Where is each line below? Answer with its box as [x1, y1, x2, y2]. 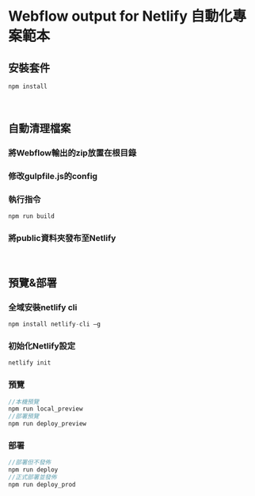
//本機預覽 [8, 398, 40, 406]
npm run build [8, 212, 55, 220]
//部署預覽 [8, 413, 40, 421]
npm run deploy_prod [8, 481, 77, 489]
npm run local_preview [8, 405, 83, 413]
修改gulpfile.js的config [8, 171, 97, 182]
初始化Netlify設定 [8, 341, 76, 352]
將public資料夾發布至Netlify [8, 233, 116, 244]
